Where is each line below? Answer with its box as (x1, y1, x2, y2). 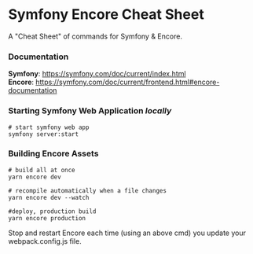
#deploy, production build (8, 207, 97, 215)
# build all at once (8, 166, 76, 174)
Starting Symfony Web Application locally (8, 105, 172, 116)
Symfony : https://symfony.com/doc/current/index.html (8, 69, 186, 79)
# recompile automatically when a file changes (8, 186, 167, 194)
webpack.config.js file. (8, 236, 82, 245)
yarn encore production (8, 214, 86, 222)
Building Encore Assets (8, 148, 99, 159)
